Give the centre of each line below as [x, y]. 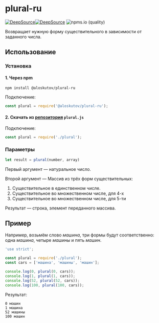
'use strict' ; [20, 249]
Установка [18, 66]
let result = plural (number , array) [42, 160]
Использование [31, 52]
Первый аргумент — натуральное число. [48, 169]
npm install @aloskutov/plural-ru [40, 88]
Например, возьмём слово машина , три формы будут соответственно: [80, 235]
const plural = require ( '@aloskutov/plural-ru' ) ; [57, 106]
